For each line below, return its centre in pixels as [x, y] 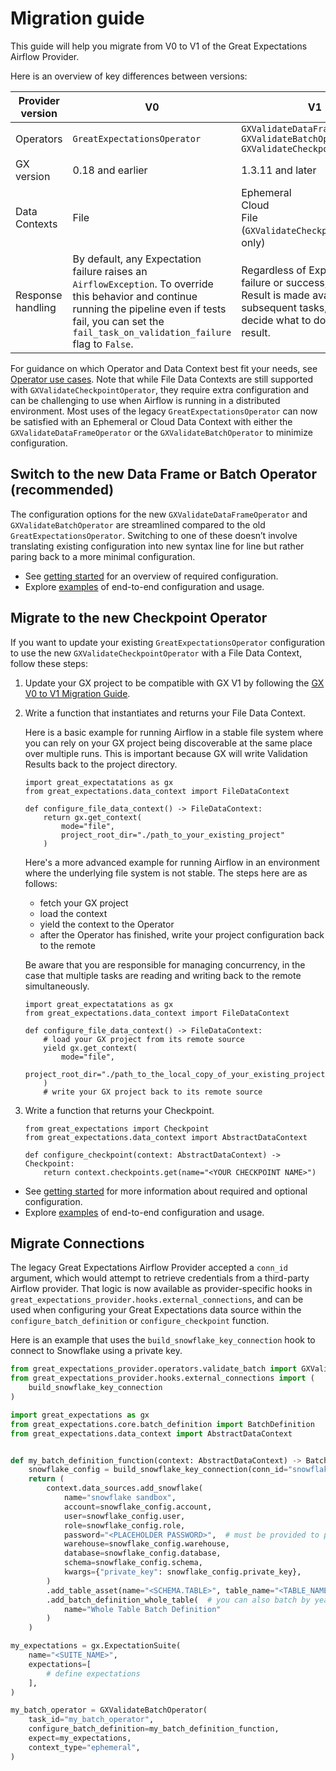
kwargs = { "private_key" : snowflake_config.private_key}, [182, 1572]
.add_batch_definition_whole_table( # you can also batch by [178, 1600]
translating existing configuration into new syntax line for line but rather [157, 546]
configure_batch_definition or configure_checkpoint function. [140, 1321]
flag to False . [103, 344]
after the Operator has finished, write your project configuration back [182, 934]
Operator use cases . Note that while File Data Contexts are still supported [162, 379]
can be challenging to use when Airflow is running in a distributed [145, 400]
